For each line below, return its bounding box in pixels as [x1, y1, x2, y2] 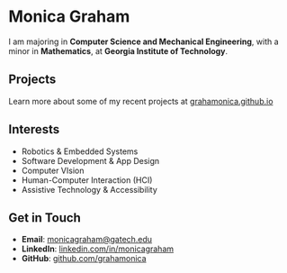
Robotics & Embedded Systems [21, 146, 139, 157]
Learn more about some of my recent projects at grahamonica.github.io [8, 96, 274, 106]
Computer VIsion [21, 165, 85, 176]
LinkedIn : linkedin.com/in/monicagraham [21, 243, 175, 254]
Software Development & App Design [21, 155, 160, 166]
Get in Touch [8, 210, 82, 225]
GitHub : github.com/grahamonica [21, 253, 147, 264]
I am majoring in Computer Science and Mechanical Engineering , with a [8, 36, 280, 47]
